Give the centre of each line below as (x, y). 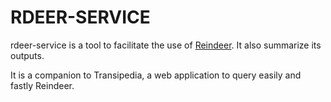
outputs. (27, 55)
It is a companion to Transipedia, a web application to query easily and (156, 75)
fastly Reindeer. (42, 85)
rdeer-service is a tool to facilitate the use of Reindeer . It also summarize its (166, 45)
